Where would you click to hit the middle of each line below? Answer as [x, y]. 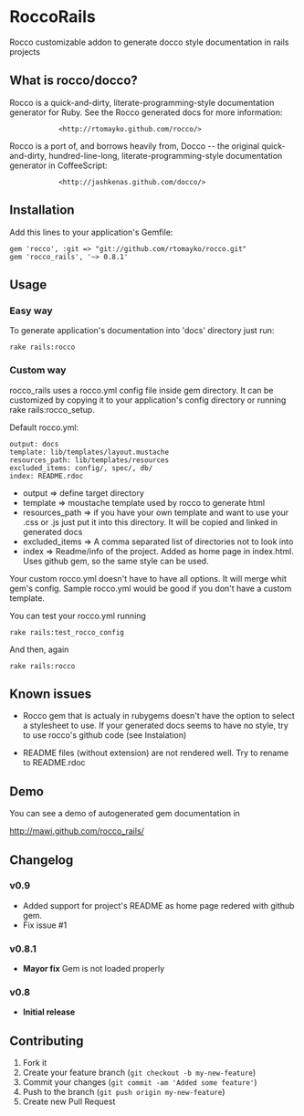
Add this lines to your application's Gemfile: [91, 232]
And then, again [39, 649]
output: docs [34, 444]
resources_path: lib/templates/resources [89, 460]
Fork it [35, 1063]
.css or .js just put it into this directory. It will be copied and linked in [150, 521]
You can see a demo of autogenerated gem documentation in [125, 814]
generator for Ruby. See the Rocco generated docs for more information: [146, 112]
